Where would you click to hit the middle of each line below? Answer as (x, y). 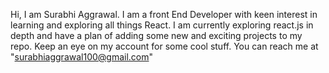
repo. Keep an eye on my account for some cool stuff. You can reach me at (164, 46)
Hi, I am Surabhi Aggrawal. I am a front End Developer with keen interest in (164, 14)
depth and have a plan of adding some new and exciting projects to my (156, 35)
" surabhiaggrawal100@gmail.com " (82, 57)
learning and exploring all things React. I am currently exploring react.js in (162, 25)
